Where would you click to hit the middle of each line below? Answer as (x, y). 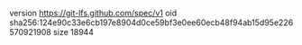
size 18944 (73, 32)
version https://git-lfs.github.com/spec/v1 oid (93, 13)
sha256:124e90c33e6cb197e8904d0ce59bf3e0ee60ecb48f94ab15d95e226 (151, 22)
